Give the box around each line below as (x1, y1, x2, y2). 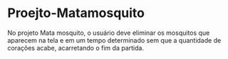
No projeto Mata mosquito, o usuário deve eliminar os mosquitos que (7, 28, 210, 37)
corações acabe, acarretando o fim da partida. (7, 43, 145, 52)
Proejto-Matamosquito (7, 5, 145, 21)
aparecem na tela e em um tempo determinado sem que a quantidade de (7, 36, 222, 44)
